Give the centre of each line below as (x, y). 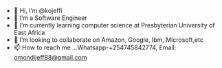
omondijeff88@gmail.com (50, 57)
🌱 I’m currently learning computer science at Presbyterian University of (114, 25)
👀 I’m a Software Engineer (50, 18)
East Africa (29, 32)
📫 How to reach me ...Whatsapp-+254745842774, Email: (95, 47)
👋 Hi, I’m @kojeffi (38, 11)
